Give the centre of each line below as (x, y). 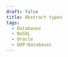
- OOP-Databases (32, 45)
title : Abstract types (34, 17)
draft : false (22, 12)
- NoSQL (21, 34)
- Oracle (22, 39)
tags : (13, 23)
